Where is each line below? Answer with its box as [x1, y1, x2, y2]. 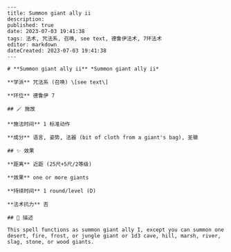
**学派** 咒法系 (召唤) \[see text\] [7, 79, 109, 86]
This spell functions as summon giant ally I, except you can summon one [7, 226, 225, 233]
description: [7, 16, 45, 23]
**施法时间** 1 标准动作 [7, 121, 71, 128]
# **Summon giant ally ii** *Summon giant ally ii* [7, 66, 159, 72]
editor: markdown [7, 41, 57, 48]
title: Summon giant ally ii [7, 10, 91, 17]
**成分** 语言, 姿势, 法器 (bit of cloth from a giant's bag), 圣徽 [7, 134, 198, 141]
